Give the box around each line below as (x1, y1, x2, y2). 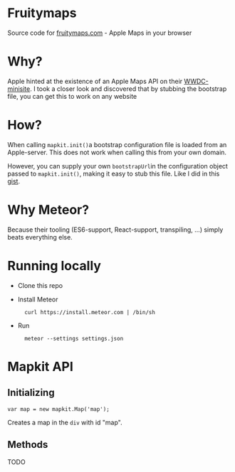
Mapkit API (7, 358, 73, 375)
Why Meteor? (7, 202, 90, 218)
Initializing (7, 387, 55, 399)
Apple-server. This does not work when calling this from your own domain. (7, 148, 226, 156)
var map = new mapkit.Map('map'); (7, 405, 110, 413)
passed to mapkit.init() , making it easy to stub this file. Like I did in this (7, 169, 220, 178)
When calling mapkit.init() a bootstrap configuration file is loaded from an (7, 140, 227, 149)
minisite (7, 84, 31, 93)
